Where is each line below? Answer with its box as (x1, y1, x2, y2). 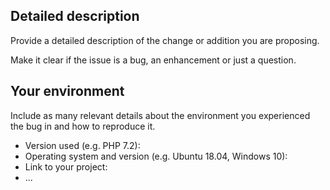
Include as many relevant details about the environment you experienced (10, 109, 311, 121)
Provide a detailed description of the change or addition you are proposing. (10, 34, 320, 46)
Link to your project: (24, 160, 108, 173)
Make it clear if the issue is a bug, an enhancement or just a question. (10, 54, 297, 66)
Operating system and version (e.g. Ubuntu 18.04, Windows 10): (24, 150, 288, 162)
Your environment (10, 83, 125, 100)
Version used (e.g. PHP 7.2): (24, 139, 141, 151)
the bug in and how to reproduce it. (10, 120, 156, 132)
